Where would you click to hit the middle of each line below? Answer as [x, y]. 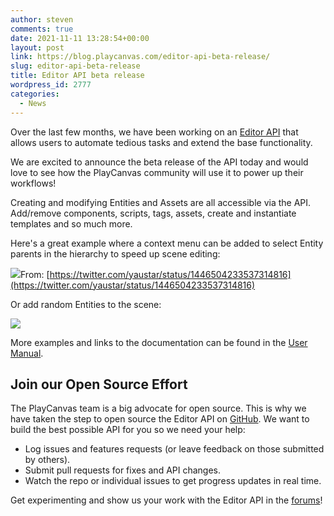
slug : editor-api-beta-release [75, 66]
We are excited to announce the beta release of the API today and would [159, 162]
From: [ [35, 274]
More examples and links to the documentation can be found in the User [159, 342]
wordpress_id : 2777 [51, 85]
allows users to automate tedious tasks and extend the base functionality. [161, 142]
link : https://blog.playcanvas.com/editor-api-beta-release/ [140, 57]
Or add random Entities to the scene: [86, 304]
